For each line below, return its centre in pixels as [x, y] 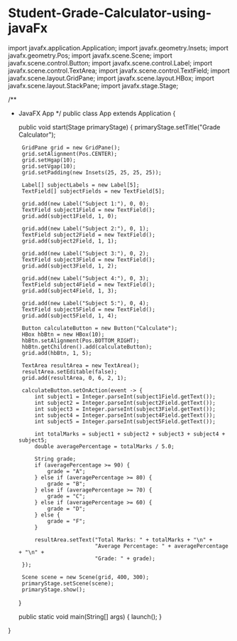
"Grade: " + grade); [125, 558]
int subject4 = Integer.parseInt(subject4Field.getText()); [125, 415]
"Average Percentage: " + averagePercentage [162, 546]
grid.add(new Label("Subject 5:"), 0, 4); [86, 303]
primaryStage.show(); [54, 589]
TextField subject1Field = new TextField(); [88, 210]
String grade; [55, 459]
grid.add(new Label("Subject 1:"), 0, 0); [86, 203]
